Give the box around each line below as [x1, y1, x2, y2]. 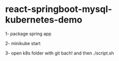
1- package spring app [5, 30, 51, 36]
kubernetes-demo [5, 14, 82, 25]
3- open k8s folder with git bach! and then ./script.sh [5, 50, 114, 56]
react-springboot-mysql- [5, 3, 112, 15]
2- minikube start [5, 40, 41, 46]
